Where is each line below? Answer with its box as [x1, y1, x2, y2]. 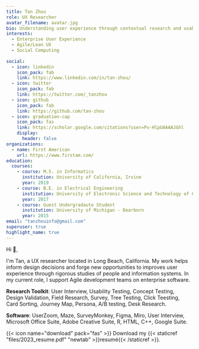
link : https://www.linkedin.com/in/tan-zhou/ [17, 75, 131, 81]
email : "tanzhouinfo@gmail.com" [6, 218, 86, 224]
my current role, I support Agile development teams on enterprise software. [6, 276, 191, 283]
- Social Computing [11, 47, 60, 53]
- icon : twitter [11, 81, 52, 87]
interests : [6, 31, 33, 37]
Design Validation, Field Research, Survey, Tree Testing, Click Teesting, [6, 294, 180, 301]
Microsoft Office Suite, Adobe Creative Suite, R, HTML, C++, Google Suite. [6, 318, 188, 325]
